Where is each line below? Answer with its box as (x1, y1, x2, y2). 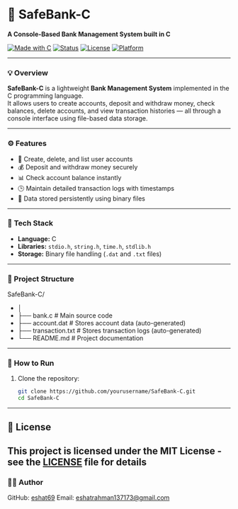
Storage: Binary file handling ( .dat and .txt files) (17, 250, 162, 258)
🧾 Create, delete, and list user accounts (17, 155, 133, 163)
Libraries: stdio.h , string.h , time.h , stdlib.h (17, 242, 151, 250)
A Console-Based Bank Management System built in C (7, 30, 171, 38)
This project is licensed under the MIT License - (7, 444, 222, 457)
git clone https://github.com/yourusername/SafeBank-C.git (17, 388, 196, 396)
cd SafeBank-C (17, 395, 59, 402)
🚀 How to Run (7, 358, 55, 368)
